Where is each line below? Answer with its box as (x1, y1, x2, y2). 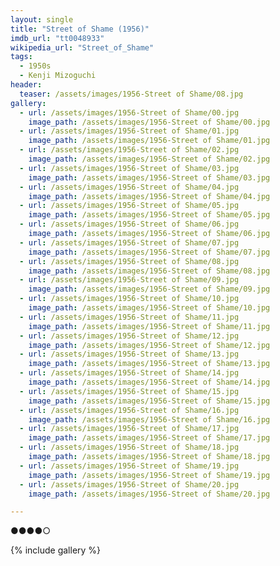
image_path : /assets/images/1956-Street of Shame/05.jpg (28, 210, 271, 220)
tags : (10, 52, 33, 62)
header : (10, 80, 43, 90)
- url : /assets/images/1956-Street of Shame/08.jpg (19, 256, 240, 266)
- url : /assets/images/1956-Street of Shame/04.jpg (19, 182, 240, 192)
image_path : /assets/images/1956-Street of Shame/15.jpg (28, 396, 271, 406)
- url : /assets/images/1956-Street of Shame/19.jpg (19, 461, 240, 471)
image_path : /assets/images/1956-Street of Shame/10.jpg (28, 303, 271, 313)
